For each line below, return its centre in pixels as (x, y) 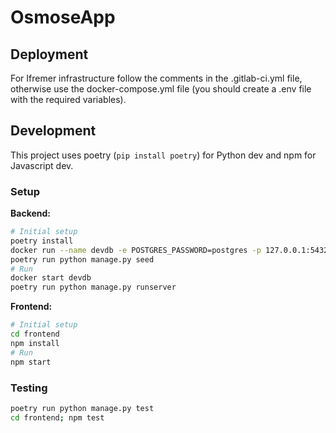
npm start (31, 362)
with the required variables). (68, 99)
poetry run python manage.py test (82, 408)
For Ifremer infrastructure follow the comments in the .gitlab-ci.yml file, (156, 78)
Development (53, 131)
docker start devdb (51, 278)
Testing (29, 388)
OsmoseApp (63, 17)
